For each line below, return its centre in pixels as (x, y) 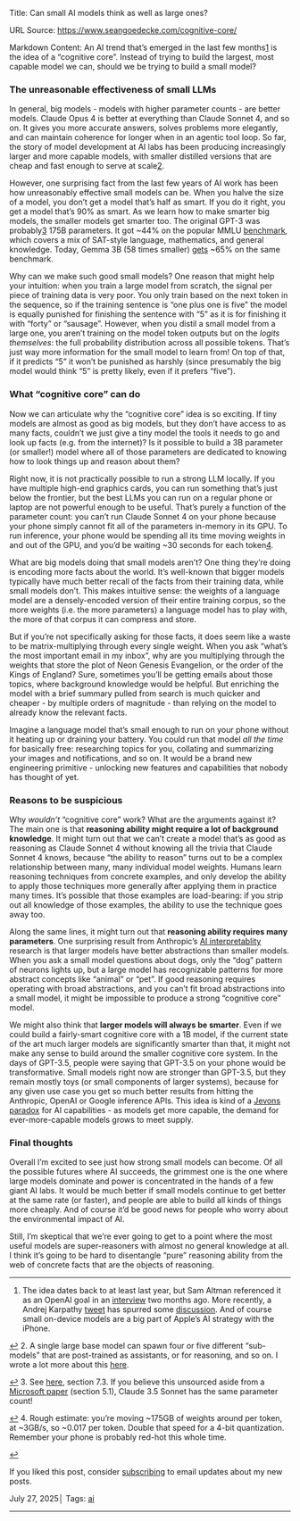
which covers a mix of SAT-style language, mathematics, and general (137, 240)
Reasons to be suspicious (66, 800)
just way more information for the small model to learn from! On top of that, (147, 353)
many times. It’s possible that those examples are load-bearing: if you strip (146, 895)
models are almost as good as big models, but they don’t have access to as (148, 423)
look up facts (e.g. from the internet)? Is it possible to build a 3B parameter (146, 442)
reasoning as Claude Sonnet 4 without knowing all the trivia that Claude (141, 848)
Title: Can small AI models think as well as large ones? (108, 13)
